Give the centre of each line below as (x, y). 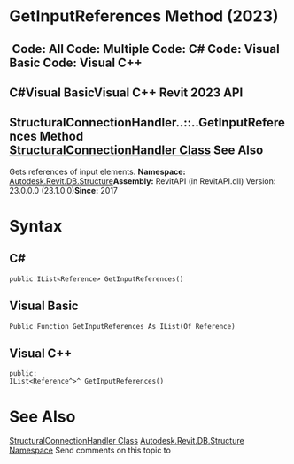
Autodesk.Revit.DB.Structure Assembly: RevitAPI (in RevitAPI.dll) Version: (143, 181)
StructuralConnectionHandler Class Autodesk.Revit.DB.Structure (127, 441)
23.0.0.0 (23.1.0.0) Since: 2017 (63, 190)
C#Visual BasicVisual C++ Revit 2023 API (126, 92)
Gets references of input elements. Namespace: (97, 171)
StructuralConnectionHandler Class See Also (136, 151)
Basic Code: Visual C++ (76, 62)
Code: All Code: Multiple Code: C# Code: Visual (146, 49)
